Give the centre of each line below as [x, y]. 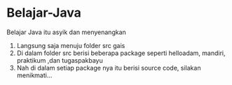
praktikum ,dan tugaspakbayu [60, 60]
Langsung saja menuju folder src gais [71, 45]
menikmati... [34, 75]
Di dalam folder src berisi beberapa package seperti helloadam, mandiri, [121, 53]
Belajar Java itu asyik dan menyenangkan [67, 32]
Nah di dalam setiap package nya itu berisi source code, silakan [109, 68]
